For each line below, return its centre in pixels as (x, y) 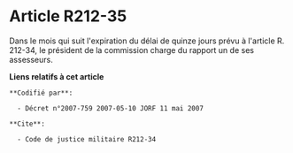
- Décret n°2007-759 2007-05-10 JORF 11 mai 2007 (110, 108)
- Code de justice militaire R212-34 (87, 139)
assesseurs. (31, 59)
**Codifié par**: (41, 93)
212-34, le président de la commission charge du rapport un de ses (132, 50)
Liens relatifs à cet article (57, 76)
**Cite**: (27, 124)
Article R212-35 (68, 16)
